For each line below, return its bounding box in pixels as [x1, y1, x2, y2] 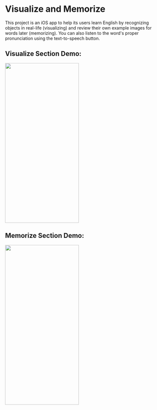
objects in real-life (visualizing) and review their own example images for [5, 25, 152, 30]
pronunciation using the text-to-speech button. [5, 35, 100, 41]
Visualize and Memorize [5, 3, 105, 15]
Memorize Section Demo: [5, 232, 84, 240]
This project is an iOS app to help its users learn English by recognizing [5, 20, 149, 26]
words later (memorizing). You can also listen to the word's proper [5, 30, 139, 36]
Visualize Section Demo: [5, 50, 82, 58]
